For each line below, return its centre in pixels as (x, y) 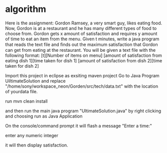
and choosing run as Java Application (44, 116)
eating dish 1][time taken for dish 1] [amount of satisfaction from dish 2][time (84, 60)
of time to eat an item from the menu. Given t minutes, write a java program (82, 39)
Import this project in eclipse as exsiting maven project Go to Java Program (82, 75)
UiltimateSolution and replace (35, 81)
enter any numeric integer (32, 135)
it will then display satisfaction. (37, 145)
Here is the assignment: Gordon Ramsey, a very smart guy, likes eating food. (84, 23)
